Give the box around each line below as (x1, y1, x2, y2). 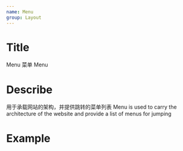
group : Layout (6, 14, 42, 21)
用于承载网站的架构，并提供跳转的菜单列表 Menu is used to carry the (6, 103, 177, 111)
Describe (6, 83, 53, 97)
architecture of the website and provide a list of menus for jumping (6, 110, 172, 118)
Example (6, 131, 51, 145)
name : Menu (6, 8, 34, 15)
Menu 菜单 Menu (6, 61, 48, 68)
